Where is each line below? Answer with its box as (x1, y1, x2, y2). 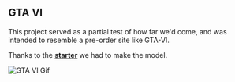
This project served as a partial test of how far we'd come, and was (8, 27, 227, 36)
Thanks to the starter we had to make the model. (8, 50, 168, 59)
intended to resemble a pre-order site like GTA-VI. (8, 35, 170, 45)
